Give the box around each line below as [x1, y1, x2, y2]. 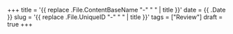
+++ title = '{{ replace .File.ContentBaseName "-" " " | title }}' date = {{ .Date [7, 6, 226, 14]
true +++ [7, 20, 33, 28]
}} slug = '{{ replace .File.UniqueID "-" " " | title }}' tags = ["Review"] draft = [7, 13, 223, 21]
